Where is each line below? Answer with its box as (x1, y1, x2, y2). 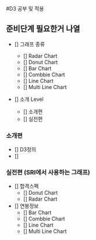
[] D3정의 (14, 146, 37, 153)
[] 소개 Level (14, 96, 44, 103)
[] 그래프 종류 (14, 40, 45, 48)
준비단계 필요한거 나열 (6, 24, 80, 34)
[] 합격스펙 (14, 182, 39, 190)
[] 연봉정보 (14, 202, 39, 209)
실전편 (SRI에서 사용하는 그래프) (6, 168, 90, 177)
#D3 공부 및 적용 (6, 5, 44, 12)
